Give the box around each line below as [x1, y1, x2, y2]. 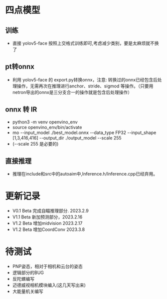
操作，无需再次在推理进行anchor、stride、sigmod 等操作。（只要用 [16, 83, 154, 89]
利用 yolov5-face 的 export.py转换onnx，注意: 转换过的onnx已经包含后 [12, 76, 158, 82]
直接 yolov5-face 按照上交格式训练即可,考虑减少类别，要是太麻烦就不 [12, 40, 155, 46]
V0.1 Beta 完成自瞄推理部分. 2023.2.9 [12, 208, 89, 214]
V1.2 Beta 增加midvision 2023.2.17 [12, 220, 83, 226]
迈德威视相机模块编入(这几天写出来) [12, 282, 86, 288]
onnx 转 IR [5, 105, 37, 114]
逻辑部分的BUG [12, 269, 44, 275]
